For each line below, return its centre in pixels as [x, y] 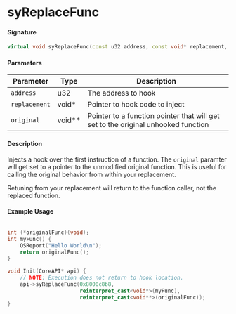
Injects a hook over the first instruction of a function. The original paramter [117, 159]
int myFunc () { [29, 239]
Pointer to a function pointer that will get [153, 116]
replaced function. [34, 195]
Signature [22, 32]
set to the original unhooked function [148, 125]
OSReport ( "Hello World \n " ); [61, 246]
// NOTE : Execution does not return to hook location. [102, 278]
